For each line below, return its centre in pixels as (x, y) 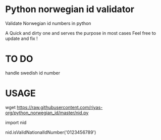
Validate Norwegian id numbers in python (48, 23)
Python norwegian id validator (70, 9)
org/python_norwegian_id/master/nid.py (47, 113)
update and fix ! (21, 38)
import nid (16, 122)
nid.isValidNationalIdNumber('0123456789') (51, 132)
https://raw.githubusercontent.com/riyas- (60, 107)
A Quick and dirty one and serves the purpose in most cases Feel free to (81, 33)
